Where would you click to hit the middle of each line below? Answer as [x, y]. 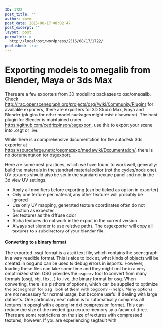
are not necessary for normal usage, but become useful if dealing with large [81, 294]
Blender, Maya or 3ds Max [59, 80]
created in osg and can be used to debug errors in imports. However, [74, 263]
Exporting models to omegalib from [78, 70]
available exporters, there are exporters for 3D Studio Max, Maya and [74, 109]
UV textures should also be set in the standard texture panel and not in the [80, 175]
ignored [20, 200]
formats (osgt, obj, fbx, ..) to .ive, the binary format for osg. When [71, 279]
